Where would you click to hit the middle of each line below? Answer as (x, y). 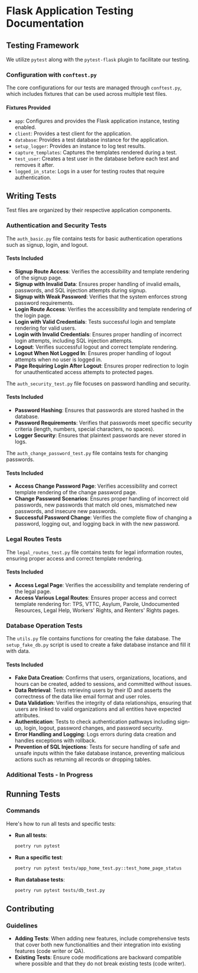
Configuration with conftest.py (51, 75)
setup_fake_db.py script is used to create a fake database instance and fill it (98, 645)
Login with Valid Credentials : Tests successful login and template (95, 321)
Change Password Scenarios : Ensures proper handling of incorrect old (102, 499)
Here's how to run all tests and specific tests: (61, 823)
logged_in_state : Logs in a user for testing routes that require (90, 171)
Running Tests (33, 794)
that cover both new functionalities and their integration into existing (98, 945)
